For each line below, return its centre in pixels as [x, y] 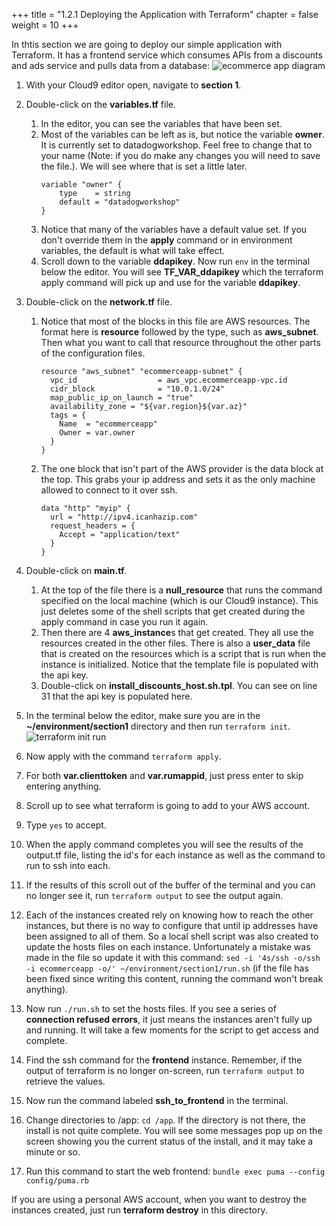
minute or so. [53, 1152]
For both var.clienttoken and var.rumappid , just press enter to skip [164, 775]
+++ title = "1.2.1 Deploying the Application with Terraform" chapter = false [165, 14]
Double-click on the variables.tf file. [101, 104]
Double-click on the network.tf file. [99, 302]
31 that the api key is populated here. [116, 696]
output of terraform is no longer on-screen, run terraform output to [165, 1070]
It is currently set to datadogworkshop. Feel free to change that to [176, 145]
